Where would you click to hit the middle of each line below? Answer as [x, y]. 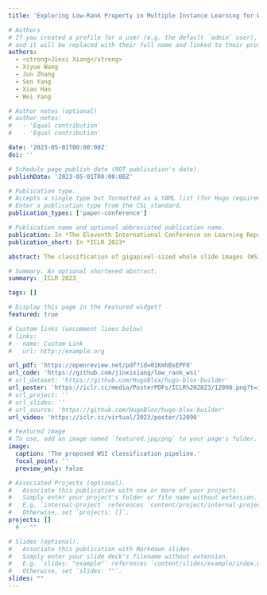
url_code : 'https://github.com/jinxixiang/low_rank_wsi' [104, 373]
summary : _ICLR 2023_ [44, 278]
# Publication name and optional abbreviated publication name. [117, 227]
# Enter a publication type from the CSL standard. [95, 206]
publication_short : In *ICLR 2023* [67, 242]
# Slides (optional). [44, 542]
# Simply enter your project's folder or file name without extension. [133, 498]
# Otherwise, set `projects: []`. [69, 513]
